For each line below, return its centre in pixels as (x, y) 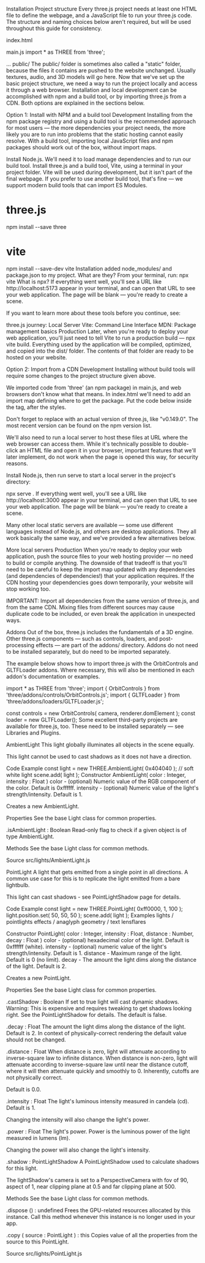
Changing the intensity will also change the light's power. (78, 1119)
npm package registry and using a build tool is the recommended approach (101, 121)
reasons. (17, 463)
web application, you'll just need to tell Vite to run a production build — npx (101, 338)
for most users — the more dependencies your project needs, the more (96, 128)
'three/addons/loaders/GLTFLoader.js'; (55, 701)
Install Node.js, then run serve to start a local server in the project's (91, 475)
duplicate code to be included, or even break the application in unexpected (101, 613)
